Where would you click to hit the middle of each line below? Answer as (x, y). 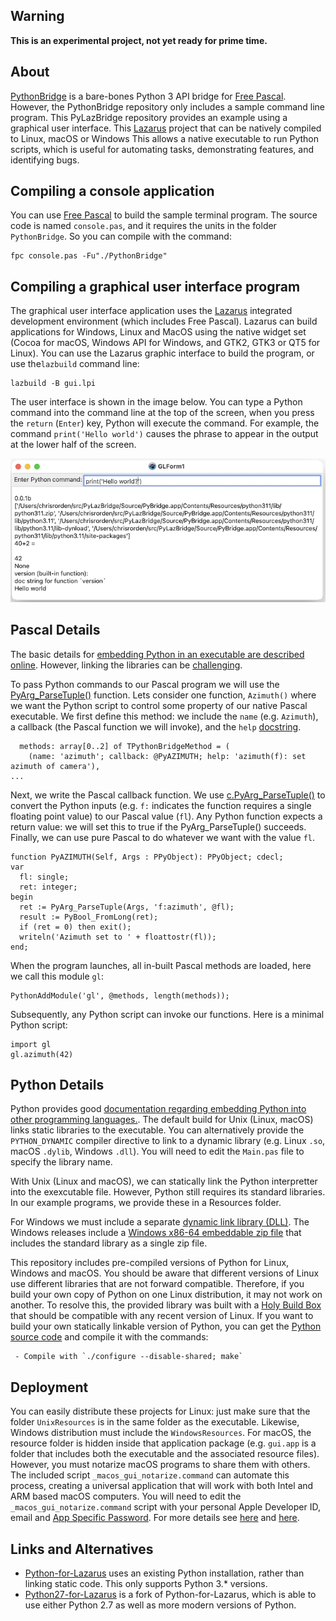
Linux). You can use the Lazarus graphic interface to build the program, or (162, 353)
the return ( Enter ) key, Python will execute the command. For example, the (165, 423)
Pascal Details (55, 630)
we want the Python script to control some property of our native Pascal (159, 705)
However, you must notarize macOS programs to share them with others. (160, 1465)
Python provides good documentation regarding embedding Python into (158, 1109)
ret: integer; (48, 887)
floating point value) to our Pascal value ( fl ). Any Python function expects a (166, 816)
